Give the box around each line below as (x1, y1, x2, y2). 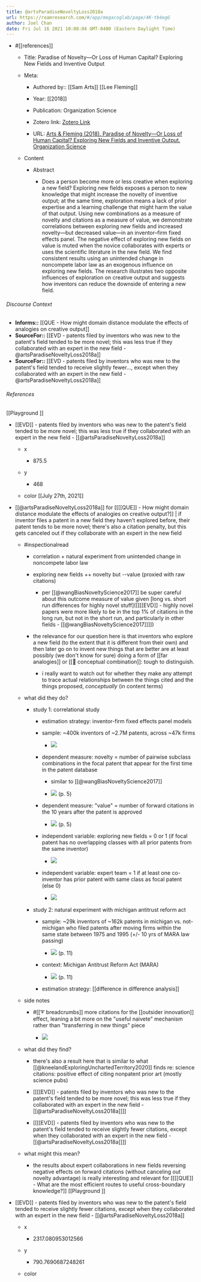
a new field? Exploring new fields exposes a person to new (41, 184, 187, 191)
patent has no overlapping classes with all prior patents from (41, 838, 192, 846)
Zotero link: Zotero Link (32, 119, 91, 126)
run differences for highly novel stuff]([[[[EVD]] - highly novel (41, 602, 193, 609)
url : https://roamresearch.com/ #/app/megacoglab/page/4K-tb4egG (6, 14, 170, 20)
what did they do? (23, 694, 68, 702)
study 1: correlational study (32, 706, 100, 713)
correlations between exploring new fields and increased (41, 223, 183, 230)
